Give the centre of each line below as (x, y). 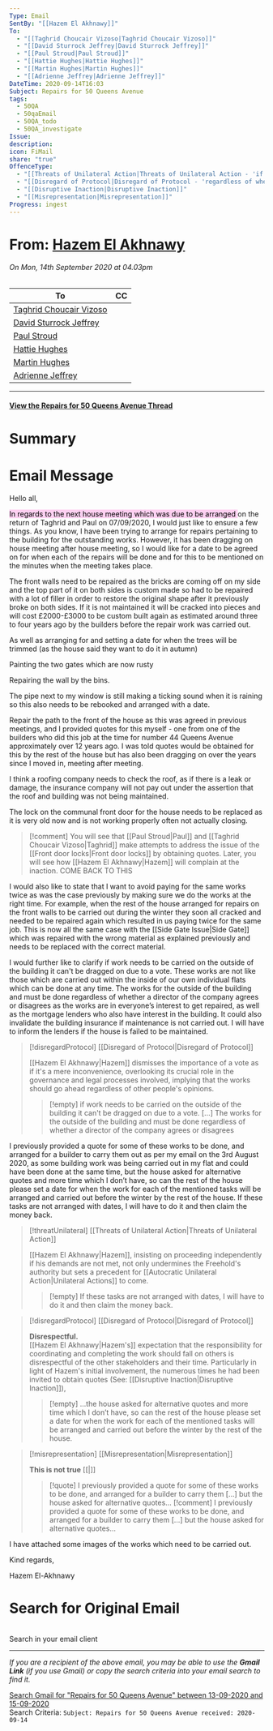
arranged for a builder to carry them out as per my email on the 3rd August (134, 1154)
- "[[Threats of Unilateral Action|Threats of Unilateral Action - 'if (140, 174)
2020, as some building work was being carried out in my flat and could (129, 1163)
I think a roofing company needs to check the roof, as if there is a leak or (130, 778)
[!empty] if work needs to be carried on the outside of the (145, 1104)
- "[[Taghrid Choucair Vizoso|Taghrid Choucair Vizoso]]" (117, 39)
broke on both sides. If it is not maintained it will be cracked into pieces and (135, 607)
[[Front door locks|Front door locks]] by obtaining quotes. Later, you (143, 853)
